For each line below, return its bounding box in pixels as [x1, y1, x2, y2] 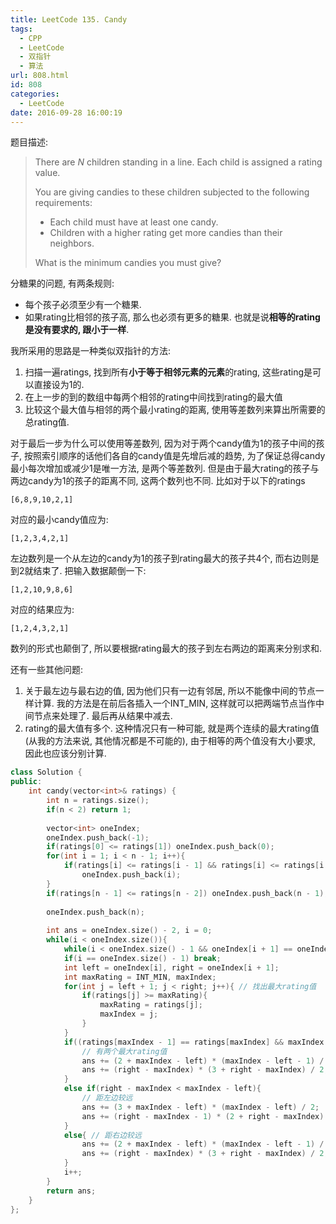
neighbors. [49, 237, 95, 250]
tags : [10, 24, 33, 34]
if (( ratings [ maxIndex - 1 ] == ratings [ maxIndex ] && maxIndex [63, 1037, 325, 1047]
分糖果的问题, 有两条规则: [10, 277, 115, 290]
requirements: [34, 197, 93, 209]
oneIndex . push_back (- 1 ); [46, 832, 150, 843]
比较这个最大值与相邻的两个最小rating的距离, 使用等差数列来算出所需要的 [24, 404, 326, 416]
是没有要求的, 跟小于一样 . [24, 324, 130, 336]
